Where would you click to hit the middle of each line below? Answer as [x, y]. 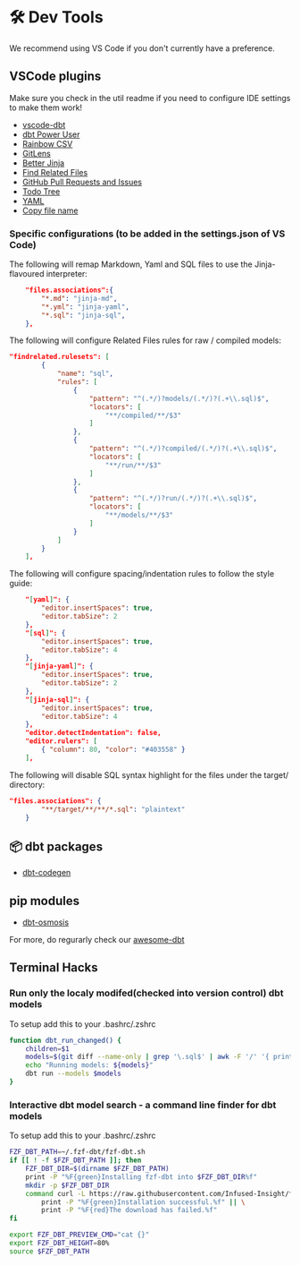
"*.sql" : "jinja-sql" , [83, 315]
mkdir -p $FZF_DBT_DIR [67, 1185]
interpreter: [67, 274]
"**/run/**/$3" [133, 465]
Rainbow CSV [47, 143]
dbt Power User [51, 134]
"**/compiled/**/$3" [143, 415]
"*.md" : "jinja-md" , [79, 298]
